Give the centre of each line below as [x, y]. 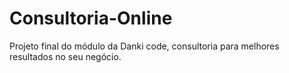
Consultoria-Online [91, 18]
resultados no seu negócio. [65, 56]
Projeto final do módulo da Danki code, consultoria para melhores [144, 46]
